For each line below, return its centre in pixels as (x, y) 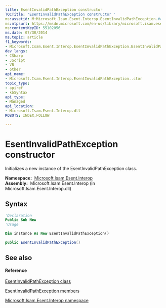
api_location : (20, 106)
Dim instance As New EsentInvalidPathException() (57, 234)
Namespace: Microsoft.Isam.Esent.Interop (49, 178)
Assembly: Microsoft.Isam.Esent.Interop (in (50, 183)
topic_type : (17, 83)
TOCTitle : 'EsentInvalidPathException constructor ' (61, 14)
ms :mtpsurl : (17, 23)
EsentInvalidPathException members (42, 291)
